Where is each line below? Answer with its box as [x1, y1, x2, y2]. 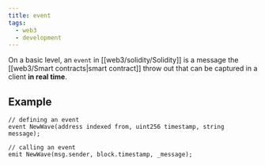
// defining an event [8, 116, 80, 124]
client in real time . [8, 72, 67, 81]
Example [8, 95, 52, 108]
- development [15, 33, 62, 42]
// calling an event [8, 144, 77, 152]
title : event [8, 11, 51, 20]
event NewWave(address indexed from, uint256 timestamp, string [8, 123, 225, 131]
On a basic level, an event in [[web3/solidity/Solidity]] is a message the [8, 55, 239, 65]
